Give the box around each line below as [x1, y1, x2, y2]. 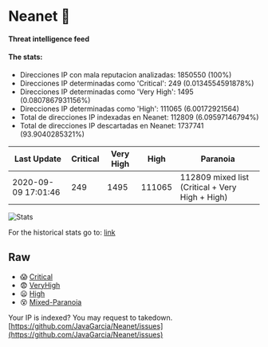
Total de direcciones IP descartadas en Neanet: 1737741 [19, 120, 204, 130]
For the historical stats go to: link [8, 227, 116, 237]
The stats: [8, 52, 43, 62]
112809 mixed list [179, 172, 250, 183]
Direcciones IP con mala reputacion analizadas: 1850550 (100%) [19, 69, 232, 79]
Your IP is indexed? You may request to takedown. [8, 313, 173, 322]
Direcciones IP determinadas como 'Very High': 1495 [19, 87, 194, 97]
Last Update [14, 153, 62, 164]
